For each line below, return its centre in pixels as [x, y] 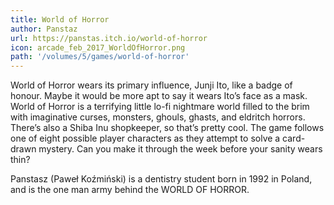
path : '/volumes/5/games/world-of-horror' [100, 57]
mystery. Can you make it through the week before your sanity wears [180, 149]
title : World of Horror [60, 19]
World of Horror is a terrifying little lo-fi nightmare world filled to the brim [160, 107]
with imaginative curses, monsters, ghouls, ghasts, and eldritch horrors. [158, 117]
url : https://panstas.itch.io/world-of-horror [109, 38]
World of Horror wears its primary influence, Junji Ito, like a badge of [151, 85]
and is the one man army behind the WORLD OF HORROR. [130, 190]
